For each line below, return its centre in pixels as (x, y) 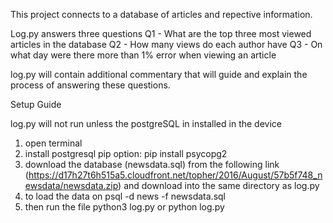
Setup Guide (36, 104)
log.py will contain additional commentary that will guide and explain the (159, 74)
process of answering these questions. (90, 85)
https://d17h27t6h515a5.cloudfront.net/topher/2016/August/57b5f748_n (175, 175)
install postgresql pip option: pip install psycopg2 (126, 153)
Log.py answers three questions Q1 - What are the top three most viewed (161, 33)
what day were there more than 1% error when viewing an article (143, 55)
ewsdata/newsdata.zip (71, 185)
